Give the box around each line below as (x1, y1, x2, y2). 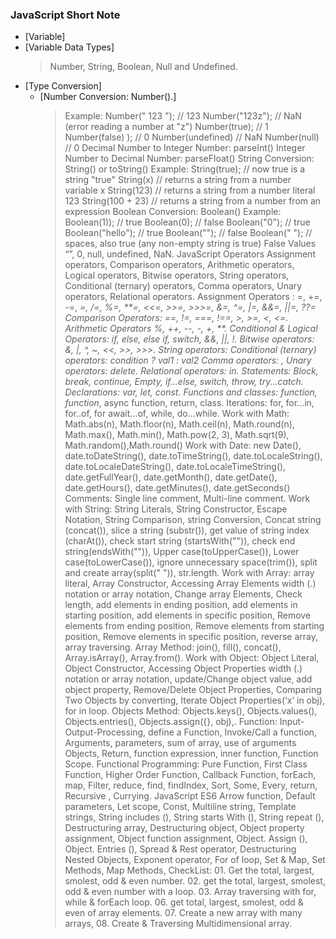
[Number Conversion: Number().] (39, 91, 177, 103)
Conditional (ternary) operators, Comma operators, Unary (64, 280, 303, 292)
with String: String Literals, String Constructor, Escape (64, 503, 288, 515)
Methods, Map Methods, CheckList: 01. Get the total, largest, (64, 864, 315, 877)
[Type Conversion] (24, 80, 102, 92)
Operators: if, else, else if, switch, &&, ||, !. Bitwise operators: (64, 333, 315, 345)
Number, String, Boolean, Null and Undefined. (49, 61, 238, 73)
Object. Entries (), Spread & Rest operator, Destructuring (64, 843, 297, 855)
